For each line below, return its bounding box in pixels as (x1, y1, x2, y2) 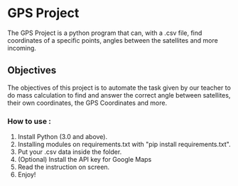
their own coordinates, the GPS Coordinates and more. (7, 98, 168, 107)
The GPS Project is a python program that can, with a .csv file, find (7, 29, 202, 37)
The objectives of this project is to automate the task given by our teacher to (7, 83, 231, 92)
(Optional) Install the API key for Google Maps (17, 155, 152, 164)
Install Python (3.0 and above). (17, 133, 108, 141)
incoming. (7, 43, 37, 52)
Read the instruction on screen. (17, 162, 110, 172)
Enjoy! (17, 170, 36, 179)
